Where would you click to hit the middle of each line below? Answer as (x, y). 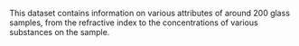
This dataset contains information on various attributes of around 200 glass (150, 13)
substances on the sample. (60, 32)
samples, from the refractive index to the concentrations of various (134, 23)
